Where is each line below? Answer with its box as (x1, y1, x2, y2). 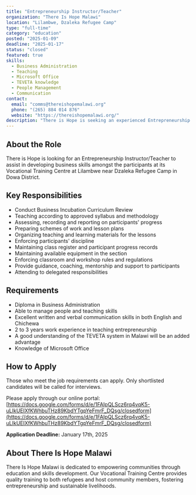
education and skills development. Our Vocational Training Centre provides (6, 470, 187, 477)
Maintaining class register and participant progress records (14, 243, 158, 250)
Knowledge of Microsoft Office (14, 344, 89, 352)
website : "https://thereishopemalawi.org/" (11, 112, 119, 118)
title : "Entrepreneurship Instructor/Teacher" (6, 8, 122, 15)
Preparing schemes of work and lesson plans (14, 225, 124, 232)
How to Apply (6, 361, 57, 371)
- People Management (11, 85, 62, 91)
